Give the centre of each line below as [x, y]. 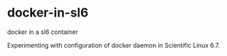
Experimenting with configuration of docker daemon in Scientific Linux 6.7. [113, 45]
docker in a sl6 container [43, 32]
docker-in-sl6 [48, 13]
